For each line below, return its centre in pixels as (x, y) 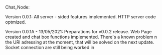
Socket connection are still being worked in (50, 47)
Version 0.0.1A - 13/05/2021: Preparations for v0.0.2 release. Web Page (78, 31)
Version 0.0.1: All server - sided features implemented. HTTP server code (81, 17)
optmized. (16, 22)
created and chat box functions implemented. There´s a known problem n (81, 37)
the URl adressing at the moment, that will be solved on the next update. (80, 42)
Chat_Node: (18, 7)
